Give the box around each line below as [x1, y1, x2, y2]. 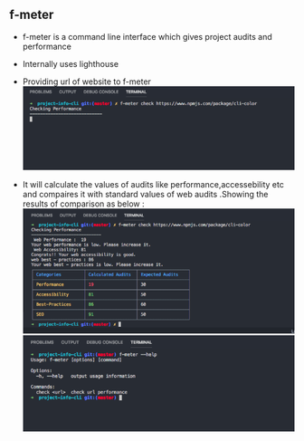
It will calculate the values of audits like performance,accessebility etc [22, 178, 285, 189]
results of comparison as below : [22, 198, 145, 209]
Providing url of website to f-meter [22, 76, 152, 87]
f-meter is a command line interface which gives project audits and [22, 31, 273, 42]
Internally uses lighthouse [22, 58, 119, 69]
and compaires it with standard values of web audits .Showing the [22, 188, 269, 199]
